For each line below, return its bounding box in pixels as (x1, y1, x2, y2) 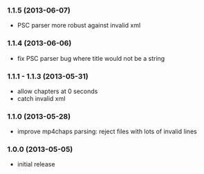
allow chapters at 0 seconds (17, 87, 98, 95)
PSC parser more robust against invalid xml (17, 21, 141, 30)
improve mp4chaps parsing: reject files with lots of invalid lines (17, 127, 197, 136)
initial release (17, 160, 55, 168)
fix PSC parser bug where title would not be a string (17, 54, 165, 62)
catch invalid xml (17, 94, 66, 102)
